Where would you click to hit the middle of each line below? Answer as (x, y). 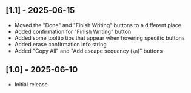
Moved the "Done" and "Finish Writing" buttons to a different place (98, 25)
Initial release (31, 84)
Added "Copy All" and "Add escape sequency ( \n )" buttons (89, 51)
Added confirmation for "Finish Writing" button (73, 31)
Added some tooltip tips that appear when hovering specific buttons (100, 38)
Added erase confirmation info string (60, 44)
